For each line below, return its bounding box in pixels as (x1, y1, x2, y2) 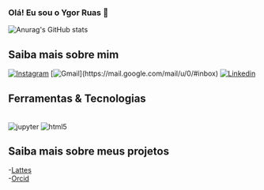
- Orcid (8, 173, 30, 184)
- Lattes (8, 166, 32, 175)
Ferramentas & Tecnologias (8, 91, 146, 105)
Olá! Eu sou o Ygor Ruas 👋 (8, 7, 109, 18)
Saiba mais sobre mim (8, 47, 119, 61)
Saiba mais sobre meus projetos (8, 144, 170, 158)
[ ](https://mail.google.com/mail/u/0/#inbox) (50, 69, 219, 78)
